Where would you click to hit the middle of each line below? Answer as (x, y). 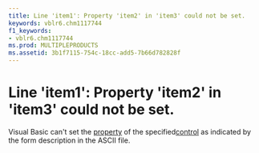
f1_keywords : (30, 30)
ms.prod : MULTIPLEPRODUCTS (53, 46)
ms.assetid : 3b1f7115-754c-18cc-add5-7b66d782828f (95, 53)
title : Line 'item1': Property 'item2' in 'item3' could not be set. (127, 16)
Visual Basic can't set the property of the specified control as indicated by (129, 131)
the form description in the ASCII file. (69, 140)
